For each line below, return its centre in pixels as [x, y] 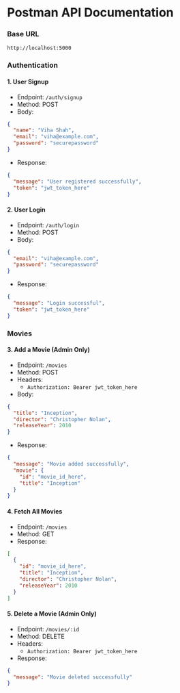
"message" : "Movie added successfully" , [71, 464]
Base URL [23, 34]
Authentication [32, 65]
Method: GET [35, 534]
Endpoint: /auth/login [48, 225]
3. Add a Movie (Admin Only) [49, 350]
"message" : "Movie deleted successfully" [73, 677]
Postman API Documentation [90, 13]
